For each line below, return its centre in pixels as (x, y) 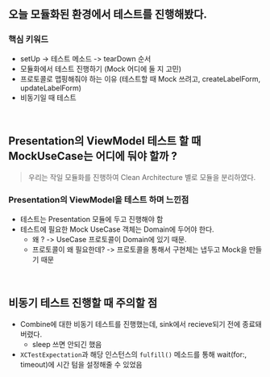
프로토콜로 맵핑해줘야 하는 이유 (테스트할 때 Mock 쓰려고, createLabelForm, (140, 78)
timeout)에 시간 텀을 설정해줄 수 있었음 (81, 364)
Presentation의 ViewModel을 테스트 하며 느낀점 (99, 200)
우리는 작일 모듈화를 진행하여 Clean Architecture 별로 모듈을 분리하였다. (142, 177)
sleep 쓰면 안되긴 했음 (67, 344)
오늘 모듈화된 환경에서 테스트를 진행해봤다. (108, 15)
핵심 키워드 (29, 40)
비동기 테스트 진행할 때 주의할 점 (83, 303)
